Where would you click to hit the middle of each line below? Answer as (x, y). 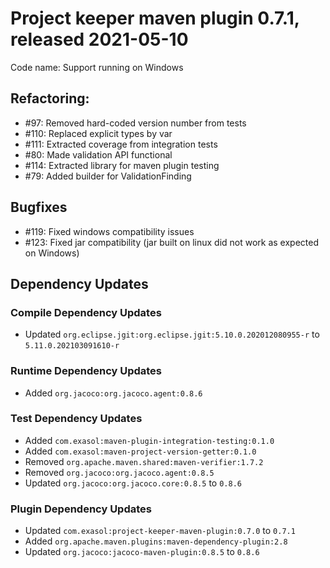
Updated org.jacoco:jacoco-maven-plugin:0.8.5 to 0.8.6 (142, 552)
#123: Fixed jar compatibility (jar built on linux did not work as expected (172, 242)
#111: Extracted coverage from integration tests (121, 144)
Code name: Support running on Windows (97, 67)
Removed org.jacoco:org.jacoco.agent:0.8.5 (119, 472)
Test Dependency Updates (76, 419)
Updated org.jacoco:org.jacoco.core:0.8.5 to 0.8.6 (133, 483)
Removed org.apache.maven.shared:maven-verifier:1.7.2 (144, 461)
